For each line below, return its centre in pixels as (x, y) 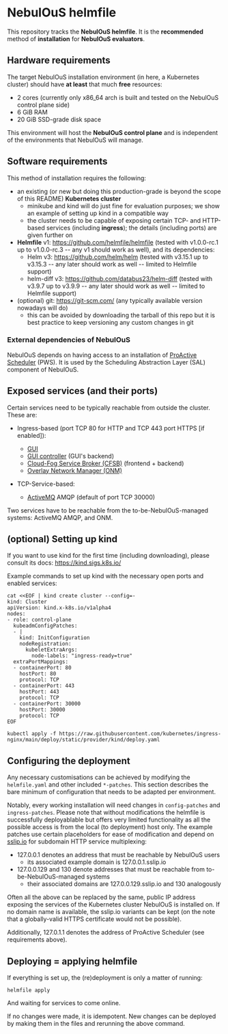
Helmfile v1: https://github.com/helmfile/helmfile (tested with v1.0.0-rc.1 (117, 242)
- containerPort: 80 (42, 668)
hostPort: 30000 (43, 710)
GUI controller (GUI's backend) (71, 456)
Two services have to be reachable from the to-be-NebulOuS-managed (108, 510)
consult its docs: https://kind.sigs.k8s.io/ (64, 563)
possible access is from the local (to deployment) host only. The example (110, 827)
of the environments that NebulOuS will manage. (75, 140)
